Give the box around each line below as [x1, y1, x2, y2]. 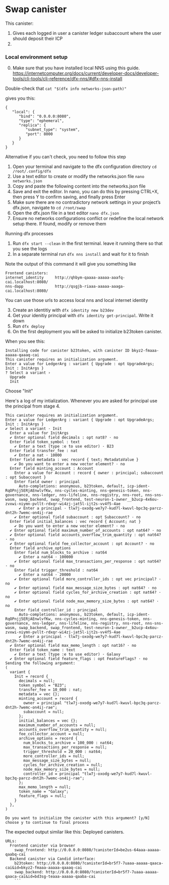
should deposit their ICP [12, 35, 63, 41]
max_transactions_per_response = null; [23, 745, 107, 750]
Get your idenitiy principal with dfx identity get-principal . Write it [12, 313, 154, 319]
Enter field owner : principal [14, 479, 80, 484]
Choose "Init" [5, 388, 33, 394]
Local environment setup [5, 53, 68, 60]
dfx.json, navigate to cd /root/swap [12, 205, 86, 211]
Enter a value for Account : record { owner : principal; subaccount [14, 470, 164, 476]
